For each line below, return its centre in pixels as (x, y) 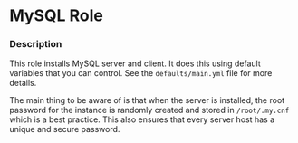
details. (23, 83)
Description (36, 44)
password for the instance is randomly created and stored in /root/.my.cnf (149, 110)
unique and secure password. (65, 129)
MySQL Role (57, 16)
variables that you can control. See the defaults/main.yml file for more (141, 73)
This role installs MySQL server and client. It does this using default (135, 63)
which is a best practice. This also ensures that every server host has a (142, 119)
